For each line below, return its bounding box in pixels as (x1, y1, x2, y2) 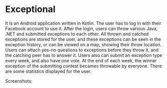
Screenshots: (5, 78, 33, 84)
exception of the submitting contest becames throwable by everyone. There (5, 63, 162, 69)
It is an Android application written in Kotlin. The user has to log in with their (5, 20, 161, 26)
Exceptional (5, 4, 56, 15)
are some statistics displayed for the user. (5, 68, 92, 74)
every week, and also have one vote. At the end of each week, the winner (5, 57, 157, 63)
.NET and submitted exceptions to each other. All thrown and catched (5, 31, 149, 37)
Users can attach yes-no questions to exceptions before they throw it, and (5, 47, 159, 53)
